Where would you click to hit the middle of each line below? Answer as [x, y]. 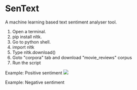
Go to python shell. [31, 42]
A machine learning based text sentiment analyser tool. [61, 22]
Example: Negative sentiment [35, 82]
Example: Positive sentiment [34, 73]
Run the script [26, 63]
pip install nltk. [27, 37]
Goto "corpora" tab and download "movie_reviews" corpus [72, 57]
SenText [22, 9]
